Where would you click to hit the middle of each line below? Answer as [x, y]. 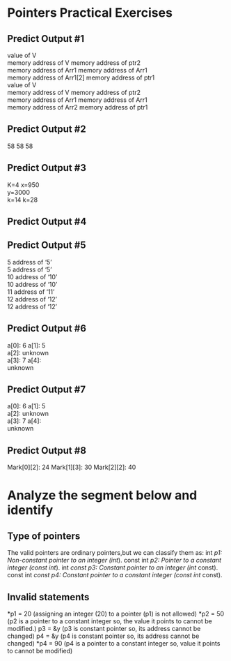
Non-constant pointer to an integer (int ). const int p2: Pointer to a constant [114, 560]
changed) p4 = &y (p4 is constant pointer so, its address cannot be [103, 636]
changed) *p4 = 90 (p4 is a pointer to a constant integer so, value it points [114, 644]
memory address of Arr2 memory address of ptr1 [78, 107]
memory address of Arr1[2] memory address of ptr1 [81, 77]
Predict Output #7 [46, 390]
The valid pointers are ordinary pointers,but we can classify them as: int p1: [115, 553]
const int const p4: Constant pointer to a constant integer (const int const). [115, 575]
